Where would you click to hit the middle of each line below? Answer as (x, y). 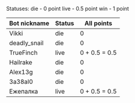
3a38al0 (21, 82)
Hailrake (21, 62)
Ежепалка (24, 91)
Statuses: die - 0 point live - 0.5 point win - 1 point (68, 9)
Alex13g (21, 72)
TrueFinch (23, 53)
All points (98, 23)
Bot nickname (29, 23)
